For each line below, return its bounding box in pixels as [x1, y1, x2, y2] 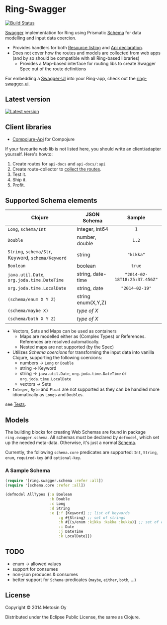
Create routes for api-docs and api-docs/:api [12, 160, 106, 166]
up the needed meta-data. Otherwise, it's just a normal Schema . [5, 440, 137, 446]
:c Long [49, 501, 66, 506]
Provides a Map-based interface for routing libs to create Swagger [19, 60, 156, 66]
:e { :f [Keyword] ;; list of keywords [49, 510, 130, 515]
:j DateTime [58, 529, 83, 534]
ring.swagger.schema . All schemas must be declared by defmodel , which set [5, 435, 160, 441]
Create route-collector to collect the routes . [12, 166, 102, 172]
